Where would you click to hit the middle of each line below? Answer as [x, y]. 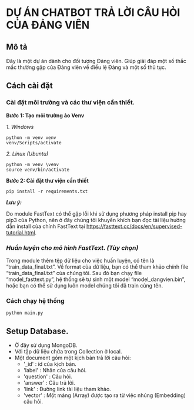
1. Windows [20, 127]
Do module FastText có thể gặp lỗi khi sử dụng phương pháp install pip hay [96, 214]
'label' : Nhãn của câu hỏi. [55, 371]
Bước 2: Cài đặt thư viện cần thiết [48, 180]
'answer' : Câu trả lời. [49, 383]
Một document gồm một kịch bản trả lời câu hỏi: [73, 358]
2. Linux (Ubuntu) [27, 154]
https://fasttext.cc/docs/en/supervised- [134, 226]
